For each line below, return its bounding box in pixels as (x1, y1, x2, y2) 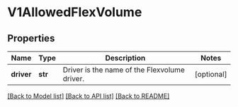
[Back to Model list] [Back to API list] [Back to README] (7, 92, 170, 100)
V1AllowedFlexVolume (7, 4, 142, 20)
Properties (7, 32, 55, 44)
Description (105, 53, 146, 63)
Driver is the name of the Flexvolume (62, 65, 186, 75)
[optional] (194, 70, 227, 79)
